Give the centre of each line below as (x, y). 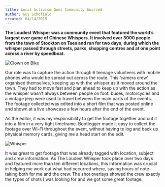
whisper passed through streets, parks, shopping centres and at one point (83, 48)
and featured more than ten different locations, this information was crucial (81, 164)
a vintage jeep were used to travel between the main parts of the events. (79, 99)
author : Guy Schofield (28, 14)
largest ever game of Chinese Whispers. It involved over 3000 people (78, 38)
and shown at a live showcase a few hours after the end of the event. (75, 109)
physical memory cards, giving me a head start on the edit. (65, 134)
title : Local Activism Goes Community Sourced (54, 10)
